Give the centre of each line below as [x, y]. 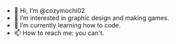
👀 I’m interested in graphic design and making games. [92, 18]
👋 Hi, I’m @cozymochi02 [49, 11]
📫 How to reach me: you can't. [59, 33]
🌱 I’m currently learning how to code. [67, 25]
